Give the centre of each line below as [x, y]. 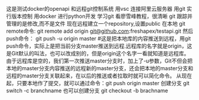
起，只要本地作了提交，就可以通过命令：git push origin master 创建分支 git [98, 83]
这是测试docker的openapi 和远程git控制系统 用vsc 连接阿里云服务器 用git [96, 9]
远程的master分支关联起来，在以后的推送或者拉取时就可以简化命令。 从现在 [99, 76]
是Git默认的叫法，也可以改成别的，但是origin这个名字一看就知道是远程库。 [98, 53]
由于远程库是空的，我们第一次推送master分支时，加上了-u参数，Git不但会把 [99, 61]
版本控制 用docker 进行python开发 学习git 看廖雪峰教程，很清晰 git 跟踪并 [102, 16]
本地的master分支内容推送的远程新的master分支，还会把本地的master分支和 [100, 68]
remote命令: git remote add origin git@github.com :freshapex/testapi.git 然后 [100, 31]
